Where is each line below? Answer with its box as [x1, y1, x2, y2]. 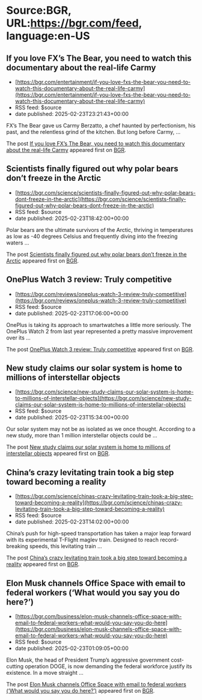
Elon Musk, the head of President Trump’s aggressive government [6, 656, 170, 664]
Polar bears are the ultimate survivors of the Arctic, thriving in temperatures [6, 226, 194, 233]
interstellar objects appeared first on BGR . [6, 450, 110, 457]
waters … [6, 239, 29, 246]
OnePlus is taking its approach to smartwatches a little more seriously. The [6, 321, 191, 328]
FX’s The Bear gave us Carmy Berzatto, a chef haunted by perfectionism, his [6, 122, 196, 129]
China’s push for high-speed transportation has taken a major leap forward [6, 530, 191, 537]
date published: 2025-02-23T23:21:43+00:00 [14, 111, 129, 117]
